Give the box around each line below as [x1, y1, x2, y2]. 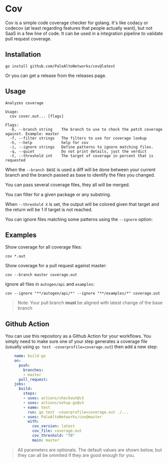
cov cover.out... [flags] [10, 114, 64, 119]
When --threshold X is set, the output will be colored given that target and [5, 201, 159, 207]
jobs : [14, 381, 26, 387]
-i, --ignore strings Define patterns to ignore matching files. [10, 144, 154, 149]
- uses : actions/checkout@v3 [23, 396, 84, 401]
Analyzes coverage [5, 100, 44, 106]
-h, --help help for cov [10, 140, 89, 145]
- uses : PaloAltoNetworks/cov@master [23, 414, 102, 419]
